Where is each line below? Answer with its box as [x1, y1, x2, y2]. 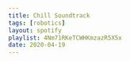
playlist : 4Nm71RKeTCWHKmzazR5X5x [8, 33, 123, 42]
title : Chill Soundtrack [8, 11, 90, 20]
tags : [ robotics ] [8, 19, 66, 27]
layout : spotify [8, 26, 62, 34]
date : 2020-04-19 [8, 41, 66, 49]
